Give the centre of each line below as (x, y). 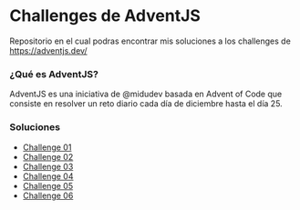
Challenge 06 (48, 195)
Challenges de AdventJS (105, 16)
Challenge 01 (47, 147)
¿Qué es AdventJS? (54, 74)
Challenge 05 (48, 185)
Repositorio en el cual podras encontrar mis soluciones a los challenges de (150, 41)
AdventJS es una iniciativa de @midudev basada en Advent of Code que (146, 94)
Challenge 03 (48, 166)
